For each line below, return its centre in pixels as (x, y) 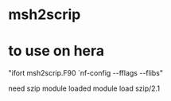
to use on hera (56, 51)
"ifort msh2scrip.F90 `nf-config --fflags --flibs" (86, 73)
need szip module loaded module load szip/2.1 (84, 88)
